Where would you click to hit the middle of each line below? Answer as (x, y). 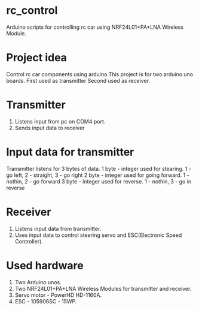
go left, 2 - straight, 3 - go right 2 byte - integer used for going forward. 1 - (98, 175)
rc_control (32, 10)
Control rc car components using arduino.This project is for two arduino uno (99, 74)
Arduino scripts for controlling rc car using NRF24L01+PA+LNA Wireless (95, 27)
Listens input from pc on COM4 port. (60, 121)
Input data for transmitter (70, 152)
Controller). (29, 241)
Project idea (37, 58)
